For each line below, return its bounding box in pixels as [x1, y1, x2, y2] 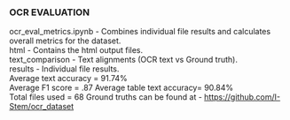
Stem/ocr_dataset [9, 101, 74, 112]
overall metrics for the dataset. [9, 35, 121, 46]
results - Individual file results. [9, 64, 120, 74]
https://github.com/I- [203, 92, 281, 102]
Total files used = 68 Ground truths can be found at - [9, 92, 202, 102]
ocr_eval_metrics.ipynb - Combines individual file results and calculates [9, 26, 271, 37]
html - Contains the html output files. [9, 45, 144, 56]
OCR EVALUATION [9, 6, 90, 19]
